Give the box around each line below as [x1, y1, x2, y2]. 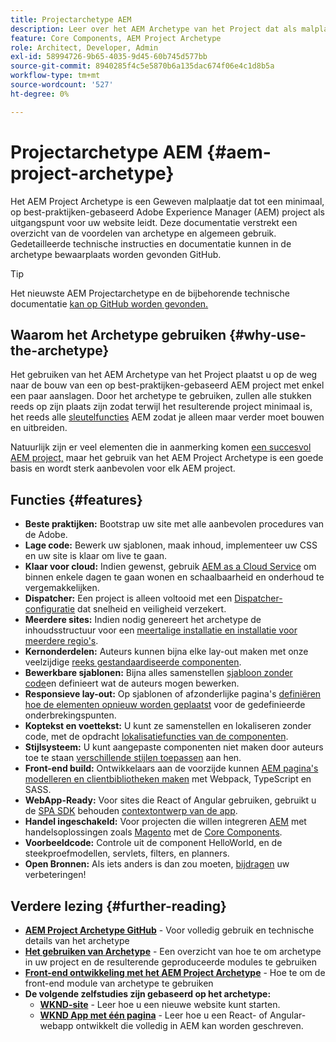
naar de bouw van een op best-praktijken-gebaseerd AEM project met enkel [10, 379, 325, 391]
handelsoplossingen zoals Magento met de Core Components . [24, 826, 283, 838]
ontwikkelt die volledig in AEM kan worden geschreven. [75, 1020, 304, 1031]
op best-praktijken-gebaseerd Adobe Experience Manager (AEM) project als [10, 206, 325, 218]
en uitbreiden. [10, 422, 68, 434]
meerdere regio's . [24, 635, 99, 647]
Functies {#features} [10, 491, 143, 508]
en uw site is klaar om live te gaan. [24, 550, 168, 562]
